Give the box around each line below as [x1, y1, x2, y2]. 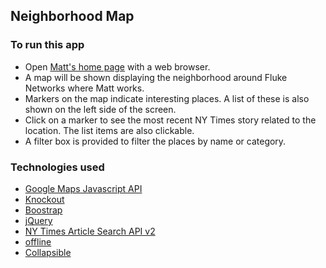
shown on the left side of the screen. [24, 103, 177, 115]
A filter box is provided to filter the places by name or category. [24, 135, 287, 147]
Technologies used [10, 160, 105, 174]
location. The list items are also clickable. [24, 124, 195, 136]
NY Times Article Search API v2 [24, 225, 156, 237]
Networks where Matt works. [24, 82, 145, 94]
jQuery [24, 214, 53, 226]
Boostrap [24, 204, 63, 216]
